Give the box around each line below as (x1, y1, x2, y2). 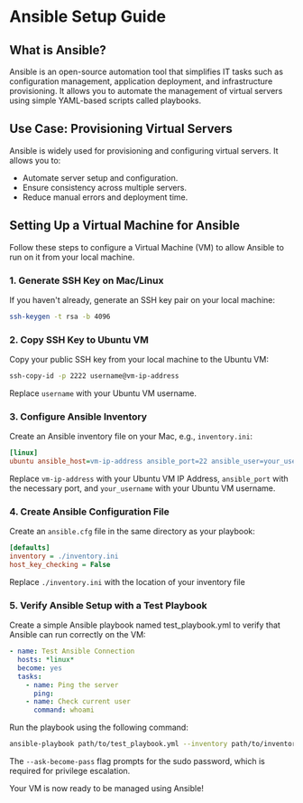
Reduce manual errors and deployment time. (22, 192, 188, 203)
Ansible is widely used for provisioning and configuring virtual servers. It (9, 145, 279, 156)
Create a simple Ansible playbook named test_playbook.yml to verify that (9, 619, 281, 630)
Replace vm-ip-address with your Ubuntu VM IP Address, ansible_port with (9, 473, 289, 485)
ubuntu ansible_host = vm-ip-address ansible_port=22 (9, 457, 207, 467)
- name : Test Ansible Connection (9, 647, 135, 657)
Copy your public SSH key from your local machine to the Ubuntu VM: (9, 354, 269, 365)
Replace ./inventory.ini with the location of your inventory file (9, 576, 245, 587)
